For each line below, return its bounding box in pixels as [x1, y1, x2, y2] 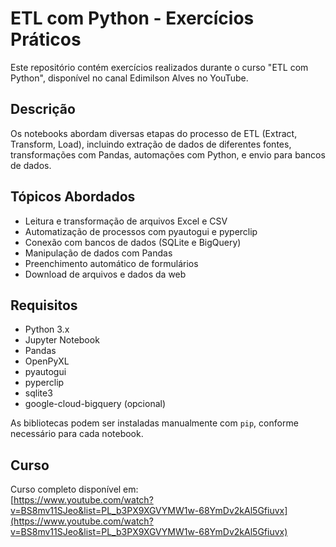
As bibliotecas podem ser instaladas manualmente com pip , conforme [10, 417, 299, 429]
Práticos [10, 28, 82, 51]
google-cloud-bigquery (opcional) [24, 398, 167, 410]
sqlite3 [24, 387, 53, 399]
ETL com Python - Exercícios [10, 7, 255, 30]
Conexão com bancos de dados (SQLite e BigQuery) [24, 236, 242, 248]
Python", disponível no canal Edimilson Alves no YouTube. [10, 72, 249, 84]
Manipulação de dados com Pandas [24, 247, 173, 259]
